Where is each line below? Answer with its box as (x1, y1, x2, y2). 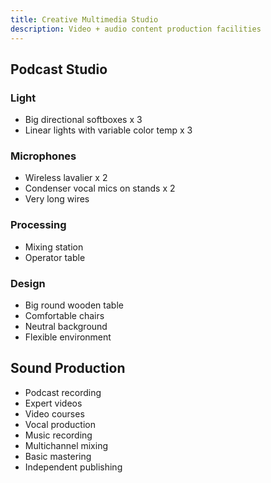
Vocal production (24, 418, 96, 430)
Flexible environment (24, 331, 112, 343)
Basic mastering (24, 450, 92, 462)
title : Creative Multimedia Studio (10, 14, 159, 25)
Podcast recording (24, 386, 102, 398)
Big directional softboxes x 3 (24, 114, 143, 126)
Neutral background (24, 321, 108, 333)
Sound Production (10, 360, 126, 377)
